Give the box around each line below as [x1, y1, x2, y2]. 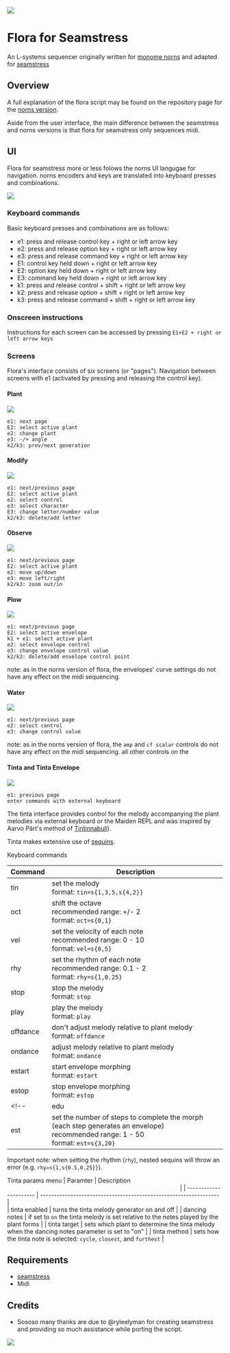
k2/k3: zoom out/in [7, 581, 63, 588]
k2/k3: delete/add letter [7, 514, 81, 521]
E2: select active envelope [7, 629, 88, 637]
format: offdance [51, 1031, 105, 1040]
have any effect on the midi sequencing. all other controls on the [7, 748, 189, 756]
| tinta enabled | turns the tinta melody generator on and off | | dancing [7, 1205, 207, 1213]
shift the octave [51, 898, 101, 907]
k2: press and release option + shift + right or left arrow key [16, 288, 186, 296]
